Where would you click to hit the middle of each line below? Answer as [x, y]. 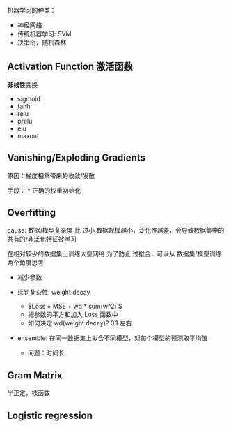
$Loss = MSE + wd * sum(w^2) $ [75, 307]
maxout [28, 135]
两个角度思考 [25, 263]
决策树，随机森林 [42, 43]
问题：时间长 [46, 353]
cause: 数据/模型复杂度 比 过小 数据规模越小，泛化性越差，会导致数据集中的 [116, 230]
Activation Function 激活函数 [70, 67]
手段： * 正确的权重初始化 [44, 190]
